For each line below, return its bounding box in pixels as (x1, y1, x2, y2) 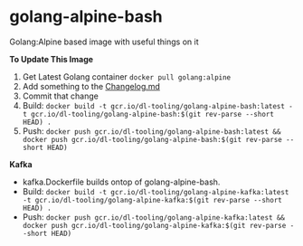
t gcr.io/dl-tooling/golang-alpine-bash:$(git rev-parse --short (22, 109, 274, 118)
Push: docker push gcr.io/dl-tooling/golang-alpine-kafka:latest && (22, 211, 286, 222)
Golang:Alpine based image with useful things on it (9, 36, 199, 47)
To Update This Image (9, 53, 93, 64)
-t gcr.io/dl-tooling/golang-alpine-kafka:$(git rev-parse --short (22, 195, 282, 204)
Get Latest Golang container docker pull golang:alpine (22, 71, 232, 82)
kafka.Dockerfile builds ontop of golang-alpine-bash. (22, 176, 221, 187)
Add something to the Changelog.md (22, 80, 161, 91)
